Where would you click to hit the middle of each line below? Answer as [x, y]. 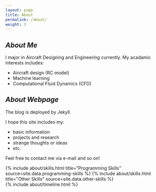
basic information [31, 132]
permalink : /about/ [26, 19]
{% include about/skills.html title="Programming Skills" [63, 168]
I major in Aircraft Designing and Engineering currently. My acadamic [78, 57]
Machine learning [31, 78]
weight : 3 [16, 24]
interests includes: [25, 63]
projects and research [36, 137]
